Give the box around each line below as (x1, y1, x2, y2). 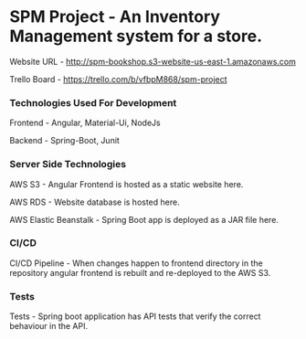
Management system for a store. (9, 26, 263, 47)
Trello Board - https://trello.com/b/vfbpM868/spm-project (9, 73, 227, 84)
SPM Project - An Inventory (9, 6, 221, 27)
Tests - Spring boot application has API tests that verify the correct (9, 311, 261, 322)
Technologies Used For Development (9, 96, 177, 109)
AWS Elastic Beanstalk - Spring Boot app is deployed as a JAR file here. (9, 214, 279, 225)
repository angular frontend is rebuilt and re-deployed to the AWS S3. (9, 267, 271, 278)
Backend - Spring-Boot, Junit (9, 135, 121, 146)
